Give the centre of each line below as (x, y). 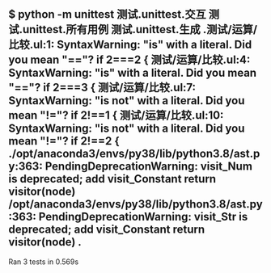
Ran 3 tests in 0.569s (44, 262)
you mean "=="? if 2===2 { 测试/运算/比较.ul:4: (129, 60)
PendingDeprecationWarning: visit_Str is (143, 217)
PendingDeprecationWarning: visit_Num (149, 167)
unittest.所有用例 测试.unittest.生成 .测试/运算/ (140, 29)
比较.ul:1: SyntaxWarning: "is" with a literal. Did (130, 45)
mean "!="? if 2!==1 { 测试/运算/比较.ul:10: (116, 115)
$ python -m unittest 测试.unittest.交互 (107, 15)
